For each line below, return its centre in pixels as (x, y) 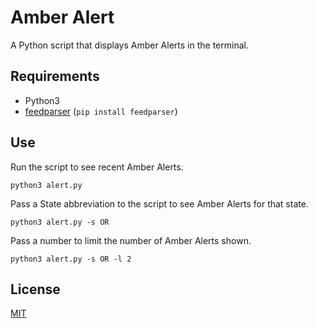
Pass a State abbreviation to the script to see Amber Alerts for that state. (159, 203)
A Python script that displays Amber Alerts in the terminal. (129, 45)
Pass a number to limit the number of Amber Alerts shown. (131, 240)
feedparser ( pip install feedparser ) (101, 111)
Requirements (55, 76)
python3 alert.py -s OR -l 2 (71, 259)
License (35, 289)
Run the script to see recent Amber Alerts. (97, 167)
